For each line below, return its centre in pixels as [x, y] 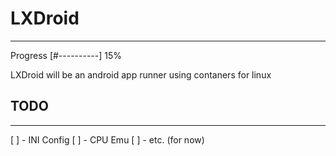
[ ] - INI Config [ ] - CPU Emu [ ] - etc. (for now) [107, 139]
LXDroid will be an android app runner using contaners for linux [141, 74]
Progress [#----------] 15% [66, 55]
